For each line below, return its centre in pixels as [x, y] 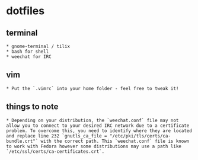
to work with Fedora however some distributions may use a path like [94, 146]
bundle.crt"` [22, 141]
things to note [32, 107]
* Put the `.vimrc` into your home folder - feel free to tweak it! [92, 88]
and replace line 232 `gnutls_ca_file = [57, 136]
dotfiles [25, 11]
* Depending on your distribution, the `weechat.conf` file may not [92, 120]
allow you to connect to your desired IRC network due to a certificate [98, 126]
